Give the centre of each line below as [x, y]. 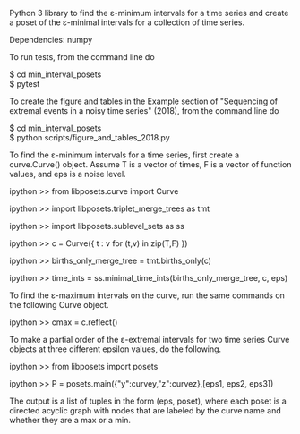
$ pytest [25, 84]
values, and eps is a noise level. [68, 174]
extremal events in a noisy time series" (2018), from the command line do [144, 111]
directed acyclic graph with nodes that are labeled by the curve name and [146, 410]
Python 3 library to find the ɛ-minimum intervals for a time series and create [149, 13]
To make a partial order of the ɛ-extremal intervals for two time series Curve [150, 340]
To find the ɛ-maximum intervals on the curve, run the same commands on [147, 295]
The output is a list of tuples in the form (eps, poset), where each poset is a [148, 401]
